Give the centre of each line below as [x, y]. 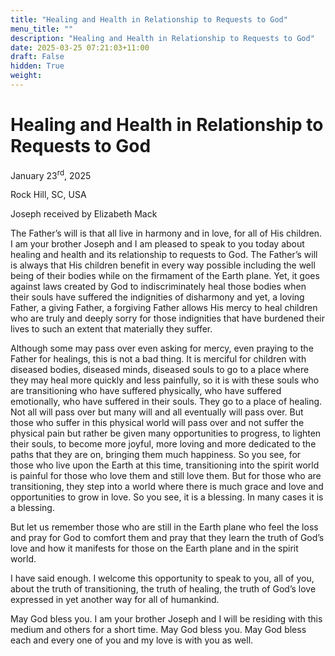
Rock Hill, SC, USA [48, 195]
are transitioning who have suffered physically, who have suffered [146, 391]
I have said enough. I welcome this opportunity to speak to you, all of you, [162, 578]
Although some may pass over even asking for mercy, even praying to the [162, 348]
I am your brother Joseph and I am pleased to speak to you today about [157, 244]
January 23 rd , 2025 [51, 174]
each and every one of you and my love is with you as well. [132, 640]
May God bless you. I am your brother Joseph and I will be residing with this [166, 619]
